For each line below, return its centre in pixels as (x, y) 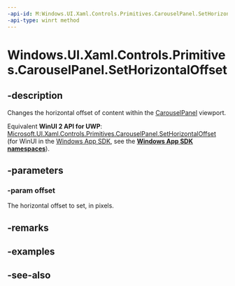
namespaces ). (29, 149)
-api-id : (20, 14)
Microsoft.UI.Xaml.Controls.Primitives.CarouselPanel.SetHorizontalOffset (112, 133)
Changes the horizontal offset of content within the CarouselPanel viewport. (116, 112)
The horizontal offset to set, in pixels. (60, 206)
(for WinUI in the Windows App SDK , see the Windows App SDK (100, 141)
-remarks (28, 227)
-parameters (35, 170)
